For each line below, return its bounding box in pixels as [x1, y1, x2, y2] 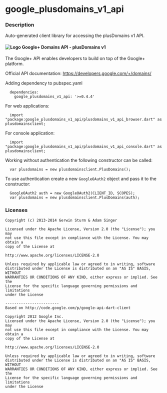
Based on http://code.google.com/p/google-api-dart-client [5, 305, 131, 310]
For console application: [5, 130, 55, 136]
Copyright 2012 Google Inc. [5, 314, 64, 319]
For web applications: [5, 102, 50, 108]
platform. [5, 60, 24, 66]
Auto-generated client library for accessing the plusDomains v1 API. [5, 32, 145, 38]
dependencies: [9, 89, 39, 94]
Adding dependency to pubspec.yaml [5, 80, 82, 86]
